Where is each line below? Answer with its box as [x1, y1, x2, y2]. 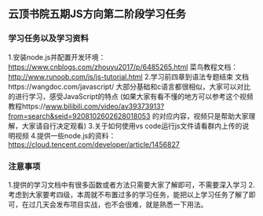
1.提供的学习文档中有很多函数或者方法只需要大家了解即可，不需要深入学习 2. [8, 180, 255, 189]
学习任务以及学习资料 [8, 33, 89, 44]
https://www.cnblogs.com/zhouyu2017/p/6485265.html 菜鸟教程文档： [8, 62, 239, 71]
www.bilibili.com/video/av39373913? [45, 101, 165, 111]
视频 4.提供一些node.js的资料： [14, 130, 116, 140]
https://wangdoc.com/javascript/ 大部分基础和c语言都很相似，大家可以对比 [8, 82, 251, 91]
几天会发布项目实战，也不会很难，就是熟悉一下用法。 [35, 200, 208, 209]
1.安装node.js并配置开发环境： [8, 52, 106, 61]
